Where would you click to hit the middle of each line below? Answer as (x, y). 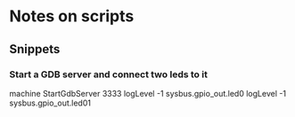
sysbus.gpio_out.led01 (50, 103)
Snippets (35, 49)
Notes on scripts (72, 16)
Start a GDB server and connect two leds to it (108, 74)
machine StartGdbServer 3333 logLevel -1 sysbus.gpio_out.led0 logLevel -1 (148, 93)
